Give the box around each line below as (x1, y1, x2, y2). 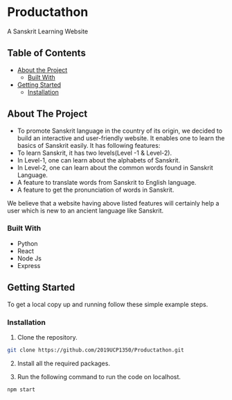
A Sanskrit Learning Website (7, 27, 89, 35)
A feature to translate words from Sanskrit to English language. (17, 178, 197, 186)
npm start (7, 386, 36, 393)
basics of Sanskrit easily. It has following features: (17, 141, 161, 149)
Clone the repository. (17, 333, 78, 341)
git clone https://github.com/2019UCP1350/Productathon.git (7, 347, 185, 353)
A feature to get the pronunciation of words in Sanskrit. (17, 185, 175, 194)
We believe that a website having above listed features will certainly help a (7, 199, 220, 207)
